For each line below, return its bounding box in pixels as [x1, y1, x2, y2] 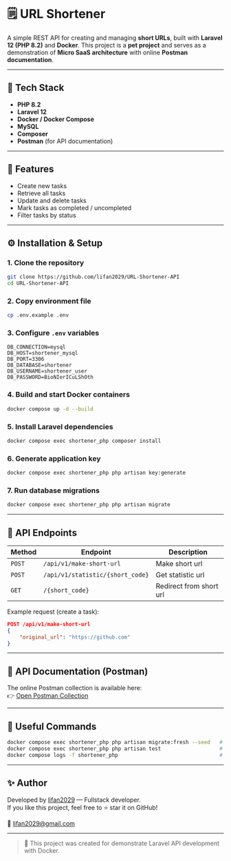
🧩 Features [7, 163, 54, 175]
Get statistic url [155, 570, 205, 579]
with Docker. [23, 846, 60, 855]
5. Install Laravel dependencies [7, 422, 113, 431]
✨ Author [7, 777, 48, 789]
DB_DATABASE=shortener [7, 362, 72, 369]
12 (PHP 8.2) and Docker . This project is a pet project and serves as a [7, 41, 206, 49]
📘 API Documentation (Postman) [7, 665, 148, 677]
